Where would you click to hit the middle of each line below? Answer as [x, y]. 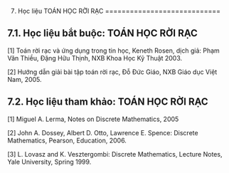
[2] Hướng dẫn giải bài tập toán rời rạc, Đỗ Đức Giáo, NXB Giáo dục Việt [112, 72]
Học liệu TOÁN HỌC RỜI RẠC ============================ [119, 11]
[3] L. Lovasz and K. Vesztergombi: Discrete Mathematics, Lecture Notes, [115, 154]
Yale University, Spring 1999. [49, 162]
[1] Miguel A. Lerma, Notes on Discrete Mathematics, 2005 [93, 119]
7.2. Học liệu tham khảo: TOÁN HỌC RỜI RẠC [108, 102]
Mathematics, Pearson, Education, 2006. [67, 140]
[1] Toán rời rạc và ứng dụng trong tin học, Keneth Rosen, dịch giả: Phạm [114, 51]
